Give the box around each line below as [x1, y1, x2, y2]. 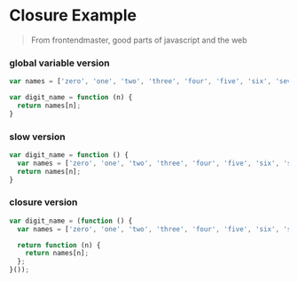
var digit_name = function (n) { [9, 93, 133, 102]
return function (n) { [17, 240, 101, 249]
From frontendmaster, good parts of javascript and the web [30, 35, 247, 45]
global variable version [9, 57, 110, 69]
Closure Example [9, 5, 137, 26]
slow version [9, 130, 66, 143]
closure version [9, 196, 78, 208]
